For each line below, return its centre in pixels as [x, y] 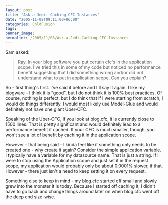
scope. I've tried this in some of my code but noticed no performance [89, 67]
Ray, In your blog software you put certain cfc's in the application [85, 62]
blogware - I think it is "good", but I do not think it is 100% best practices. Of [84, 93]
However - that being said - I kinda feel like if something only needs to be [81, 144]
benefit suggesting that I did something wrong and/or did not [80, 72]
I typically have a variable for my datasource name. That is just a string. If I [82, 155]
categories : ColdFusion [30, 24]
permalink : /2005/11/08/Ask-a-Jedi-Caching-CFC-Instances [67, 38]
